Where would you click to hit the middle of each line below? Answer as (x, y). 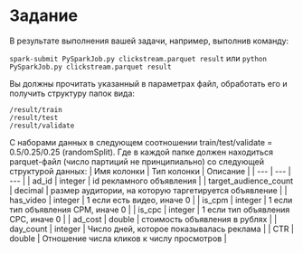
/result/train (36, 109)
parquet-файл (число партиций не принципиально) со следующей (137, 161)
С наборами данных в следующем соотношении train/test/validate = (141, 142)
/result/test (34, 117)
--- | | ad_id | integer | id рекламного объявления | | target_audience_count (151, 181)
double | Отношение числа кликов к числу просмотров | (118, 238)
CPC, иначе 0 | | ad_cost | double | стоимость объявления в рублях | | (143, 219)
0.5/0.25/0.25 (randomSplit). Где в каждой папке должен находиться (142, 152)
